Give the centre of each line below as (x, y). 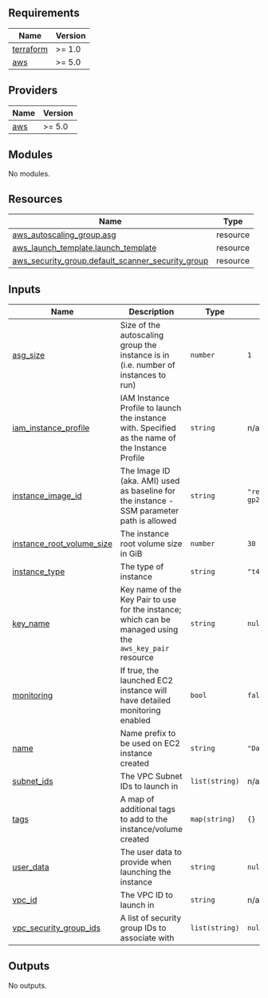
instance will (144, 691)
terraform (30, 49)
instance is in (145, 355)
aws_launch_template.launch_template (85, 248)
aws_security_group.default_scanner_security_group (110, 261)
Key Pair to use (148, 600)
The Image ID (145, 471)
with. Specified (148, 428)
